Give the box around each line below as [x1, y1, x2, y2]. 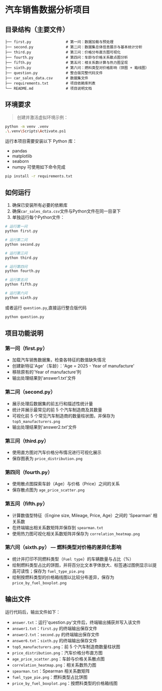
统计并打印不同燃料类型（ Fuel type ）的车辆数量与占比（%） [12, 556, 134, 562]
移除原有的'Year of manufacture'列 [12, 369, 81, 375]
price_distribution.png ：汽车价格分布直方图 [12, 650, 103, 655]
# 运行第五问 [5, 277, 28, 283]
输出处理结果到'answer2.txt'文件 [12, 424, 77, 430]
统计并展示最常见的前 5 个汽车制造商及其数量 [12, 406, 102, 412]
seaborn [12, 158, 29, 164]
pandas [12, 148, 28, 154]
